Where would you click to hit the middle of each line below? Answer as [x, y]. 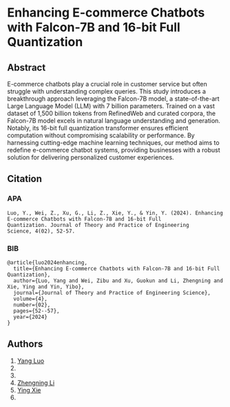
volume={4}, [31, 299]
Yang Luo [31, 361]
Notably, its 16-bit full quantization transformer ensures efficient [98, 128]
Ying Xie [29, 390]
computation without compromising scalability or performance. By [101, 135]
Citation [25, 179]
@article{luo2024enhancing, [48, 262]
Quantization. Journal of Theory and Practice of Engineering [98, 225]
